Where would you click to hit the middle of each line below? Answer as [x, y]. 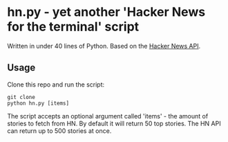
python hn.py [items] [38, 103]
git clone [21, 97]
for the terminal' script [73, 27]
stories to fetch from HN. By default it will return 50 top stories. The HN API [114, 123]
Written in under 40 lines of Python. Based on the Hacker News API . [104, 46]
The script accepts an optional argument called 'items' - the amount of [108, 116]
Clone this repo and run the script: [56, 85]
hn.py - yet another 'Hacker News [106, 12]
